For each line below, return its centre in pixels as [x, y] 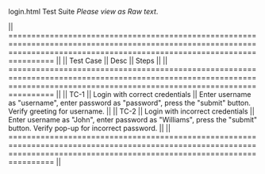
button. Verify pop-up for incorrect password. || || [89, 128]
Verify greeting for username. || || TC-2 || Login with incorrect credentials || [132, 111]
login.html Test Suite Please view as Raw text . [83, 12]
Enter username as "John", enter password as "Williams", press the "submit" [133, 120]
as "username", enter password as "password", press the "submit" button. [130, 103]
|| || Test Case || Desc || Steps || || [112, 60]
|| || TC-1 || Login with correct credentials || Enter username [154, 94]
